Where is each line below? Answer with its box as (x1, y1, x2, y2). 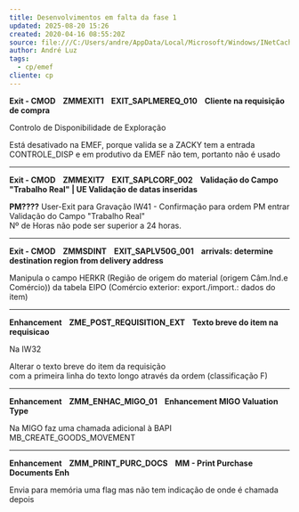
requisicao (9, 326, 50, 337)
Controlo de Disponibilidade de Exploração (9, 122, 166, 133)
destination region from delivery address (9, 255, 164, 265)
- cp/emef (17, 63, 53, 72)
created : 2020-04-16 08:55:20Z (9, 29, 125, 38)
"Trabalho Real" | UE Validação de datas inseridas (9, 183, 198, 194)
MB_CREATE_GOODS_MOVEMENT (9, 432, 136, 443)
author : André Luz (9, 46, 77, 55)
